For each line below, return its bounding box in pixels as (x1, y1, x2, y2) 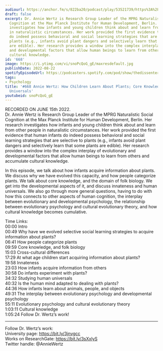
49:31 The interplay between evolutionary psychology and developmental (5, 291, 152, 297)
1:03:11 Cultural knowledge (5, 306, 58, 312)
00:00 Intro (5, 223, 28, 229)
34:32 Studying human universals (5, 276, 73, 281)
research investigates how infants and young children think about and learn (5, 122, 156, 128)
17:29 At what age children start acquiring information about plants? (5, 255, 141, 260)
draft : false (5, 12, 32, 17)
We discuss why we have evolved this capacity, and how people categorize (5, 173, 156, 179)
